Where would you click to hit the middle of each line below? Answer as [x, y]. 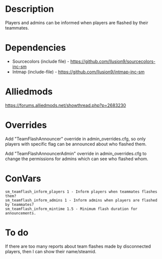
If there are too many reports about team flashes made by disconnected [78, 246]
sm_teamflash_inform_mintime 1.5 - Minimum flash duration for [71, 209]
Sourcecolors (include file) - [41, 61]
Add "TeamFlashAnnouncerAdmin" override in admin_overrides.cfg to [76, 153]
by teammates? [20, 204]
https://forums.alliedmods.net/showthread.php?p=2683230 [66, 105]
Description [30, 9]
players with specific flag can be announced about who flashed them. [76, 144]
